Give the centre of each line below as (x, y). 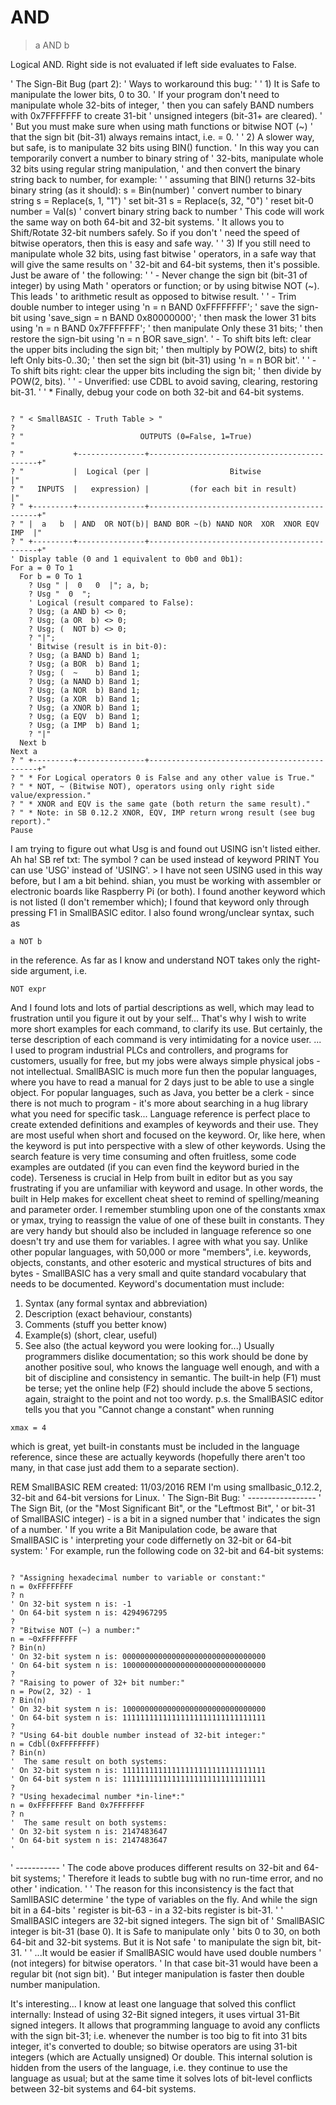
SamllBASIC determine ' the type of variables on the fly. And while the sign (164, 1899)
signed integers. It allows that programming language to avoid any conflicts (165, 2025)
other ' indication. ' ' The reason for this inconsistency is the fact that (152, 1888)
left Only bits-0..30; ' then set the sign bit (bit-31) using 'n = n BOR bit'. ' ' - (163, 360)
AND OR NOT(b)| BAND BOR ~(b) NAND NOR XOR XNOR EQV (200, 524)
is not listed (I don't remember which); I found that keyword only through (160, 902)
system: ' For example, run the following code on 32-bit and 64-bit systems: (167, 1550)
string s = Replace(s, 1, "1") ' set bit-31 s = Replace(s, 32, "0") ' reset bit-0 (162, 200)
